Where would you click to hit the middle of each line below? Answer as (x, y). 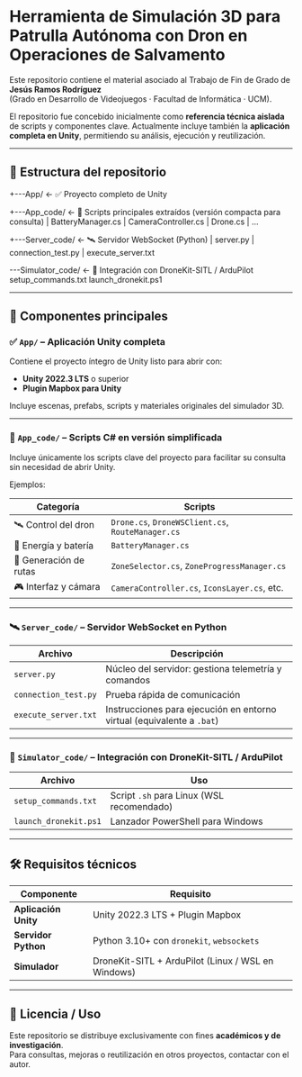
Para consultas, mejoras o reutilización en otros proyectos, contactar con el (149, 1054)
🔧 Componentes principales (89, 317)
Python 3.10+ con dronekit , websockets (176, 941)
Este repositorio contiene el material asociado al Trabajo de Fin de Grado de (150, 79)
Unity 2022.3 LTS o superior (75, 379)
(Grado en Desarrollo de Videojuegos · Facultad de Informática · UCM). (141, 99)
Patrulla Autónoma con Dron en (129, 36)
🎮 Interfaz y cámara (57, 586)
